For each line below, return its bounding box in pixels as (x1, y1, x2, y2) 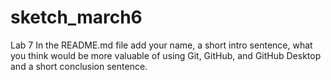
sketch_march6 (10, 6, 143, 29)
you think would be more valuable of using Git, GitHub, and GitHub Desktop (10, 49, 322, 61)
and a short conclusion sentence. (10, 60, 148, 72)
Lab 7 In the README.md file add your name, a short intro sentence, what (10, 39, 313, 51)
